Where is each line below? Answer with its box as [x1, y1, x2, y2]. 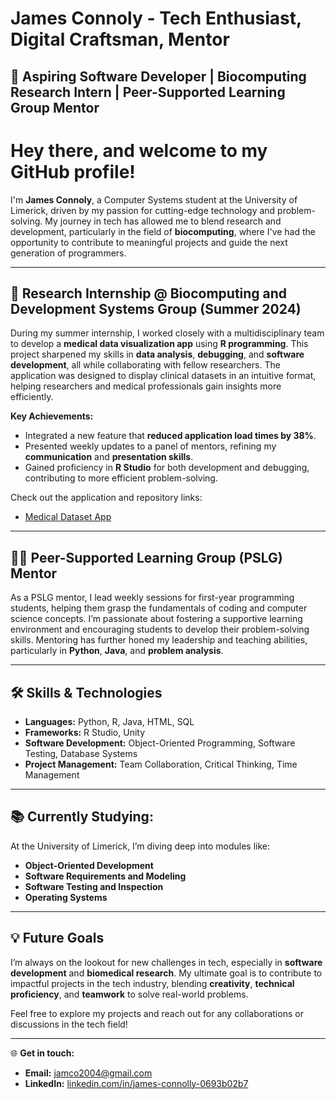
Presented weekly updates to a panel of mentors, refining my [24, 440, 277, 452]
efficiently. [10, 391, 54, 403]
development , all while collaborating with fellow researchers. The [10, 359, 281, 371]
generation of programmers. [10, 247, 127, 259]
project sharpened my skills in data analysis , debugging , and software [10, 348, 305, 361]
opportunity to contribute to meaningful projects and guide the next [10, 236, 288, 248]
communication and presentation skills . [24, 451, 194, 463]
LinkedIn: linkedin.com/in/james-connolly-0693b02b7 [24, 1077, 249, 1089]
